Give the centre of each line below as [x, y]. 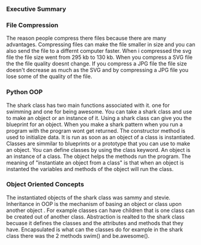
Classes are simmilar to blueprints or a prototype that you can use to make [98, 144]
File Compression [32, 25]
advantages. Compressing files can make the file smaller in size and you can [101, 44]
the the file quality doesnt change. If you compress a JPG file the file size [97, 64]
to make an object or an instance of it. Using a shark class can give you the [99, 118]
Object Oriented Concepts [45, 184]
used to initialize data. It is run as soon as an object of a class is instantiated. [101, 137]
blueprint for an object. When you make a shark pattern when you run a [94, 124]
